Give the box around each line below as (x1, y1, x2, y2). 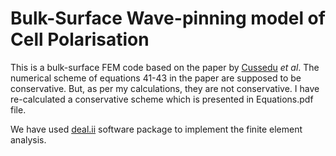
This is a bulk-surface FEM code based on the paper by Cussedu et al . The (10, 61, 320, 73)
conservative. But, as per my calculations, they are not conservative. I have (10, 82, 320, 94)
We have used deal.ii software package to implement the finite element (10, 123, 303, 135)
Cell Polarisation (10, 28, 150, 51)
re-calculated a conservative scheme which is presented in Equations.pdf (10, 93, 314, 105)
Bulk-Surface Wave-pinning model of (10, 7, 326, 30)
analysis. (10, 133, 47, 146)
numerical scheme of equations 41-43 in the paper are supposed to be (10, 72, 302, 84)
